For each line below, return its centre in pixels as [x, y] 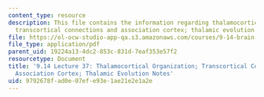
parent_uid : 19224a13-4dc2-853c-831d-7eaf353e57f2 [93, 52]
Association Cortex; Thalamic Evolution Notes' [95, 74]
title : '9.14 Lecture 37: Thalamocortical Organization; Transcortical [128, 66]
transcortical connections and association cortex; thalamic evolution [135, 30]
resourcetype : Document [47, 59]
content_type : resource [47, 15]
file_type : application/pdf [54, 45]
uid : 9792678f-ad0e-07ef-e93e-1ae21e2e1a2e [81, 81]
